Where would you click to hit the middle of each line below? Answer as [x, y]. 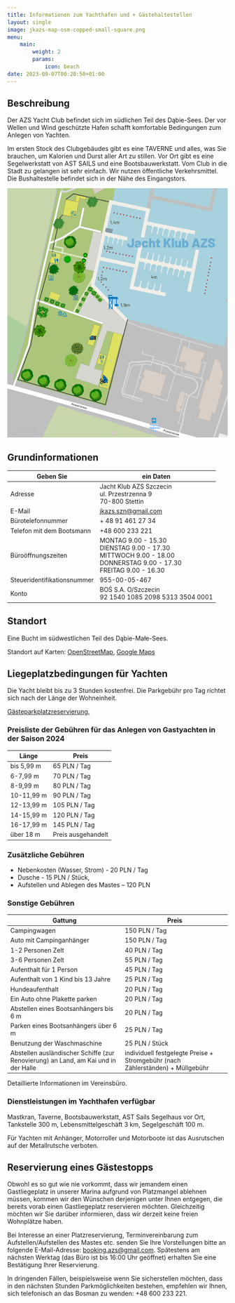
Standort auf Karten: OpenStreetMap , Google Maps [81, 651]
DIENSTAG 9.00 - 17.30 [135, 548]
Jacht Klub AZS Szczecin [136, 486]
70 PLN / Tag [72, 776]
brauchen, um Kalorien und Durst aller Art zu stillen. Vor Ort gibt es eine [111, 156]
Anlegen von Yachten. [39, 135]
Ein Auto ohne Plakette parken [54, 999]
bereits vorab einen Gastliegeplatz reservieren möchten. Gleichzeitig [106, 1207]
